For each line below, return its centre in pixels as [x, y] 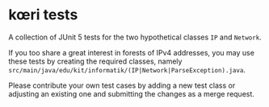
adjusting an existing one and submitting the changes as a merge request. [131, 93]
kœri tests [43, 15]
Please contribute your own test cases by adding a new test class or [122, 85]
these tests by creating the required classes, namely [95, 61]
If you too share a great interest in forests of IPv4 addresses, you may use [131, 52]
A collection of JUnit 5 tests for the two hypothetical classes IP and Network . [135, 37]
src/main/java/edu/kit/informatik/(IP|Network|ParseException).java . [127, 69]
